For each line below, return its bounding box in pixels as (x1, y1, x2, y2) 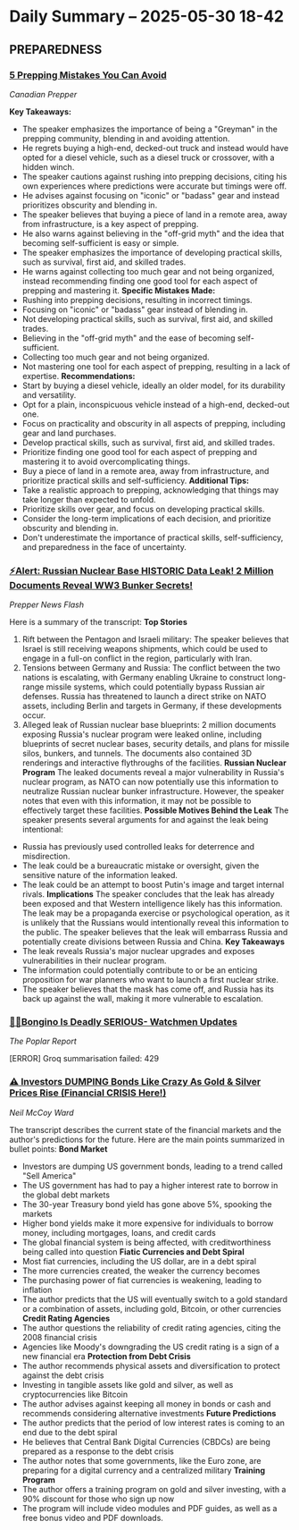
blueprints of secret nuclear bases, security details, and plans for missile (21, 739, 290, 749)
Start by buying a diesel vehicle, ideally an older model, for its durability (21, 380, 286, 391)
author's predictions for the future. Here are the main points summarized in (9, 1134, 286, 1145)
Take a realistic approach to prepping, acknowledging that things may (21, 485, 279, 495)
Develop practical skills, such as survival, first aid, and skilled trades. (21, 436, 275, 448)
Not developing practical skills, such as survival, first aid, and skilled (21, 313, 274, 324)
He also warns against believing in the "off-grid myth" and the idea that (21, 228, 285, 239)
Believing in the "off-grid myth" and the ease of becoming (21, 333, 236, 343)
